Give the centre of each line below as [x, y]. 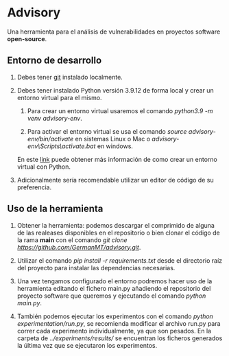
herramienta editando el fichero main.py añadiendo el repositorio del [114, 288]
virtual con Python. [44, 167]
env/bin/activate [50, 139]
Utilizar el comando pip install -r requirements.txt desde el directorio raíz [120, 260]
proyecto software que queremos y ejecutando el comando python [111, 296]
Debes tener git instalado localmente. [70, 77]
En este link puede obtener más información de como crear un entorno [117, 159]
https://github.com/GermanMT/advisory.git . [79, 247]
